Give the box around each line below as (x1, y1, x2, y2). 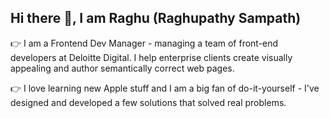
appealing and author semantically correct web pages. (10, 62, 235, 74)
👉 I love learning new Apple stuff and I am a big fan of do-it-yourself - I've (10, 82, 320, 94)
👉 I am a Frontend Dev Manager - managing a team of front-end (10, 37, 279, 49)
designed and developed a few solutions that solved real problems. (10, 96, 287, 108)
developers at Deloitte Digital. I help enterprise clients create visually (10, 51, 293, 63)
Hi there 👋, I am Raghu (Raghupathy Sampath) (10, 10, 302, 27)
